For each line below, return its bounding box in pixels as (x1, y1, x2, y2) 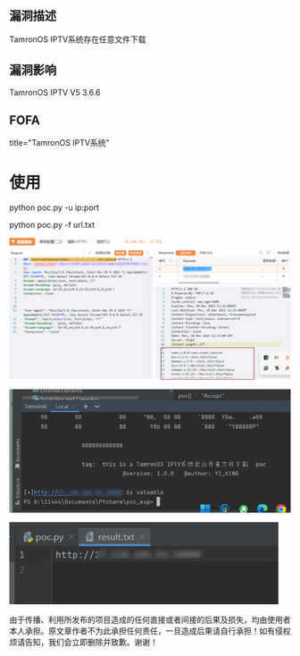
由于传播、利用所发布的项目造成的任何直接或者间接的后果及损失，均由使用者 (9, 615, 291, 626)
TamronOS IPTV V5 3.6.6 (9, 87, 101, 97)
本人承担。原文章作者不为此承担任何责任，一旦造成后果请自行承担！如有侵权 (9, 626, 291, 636)
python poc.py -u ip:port (9, 202, 100, 213)
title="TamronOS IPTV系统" (9, 138, 110, 148)
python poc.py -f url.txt (9, 220, 96, 231)
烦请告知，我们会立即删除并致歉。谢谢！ (9, 637, 158, 648)
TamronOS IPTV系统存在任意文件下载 (9, 34, 146, 45)
